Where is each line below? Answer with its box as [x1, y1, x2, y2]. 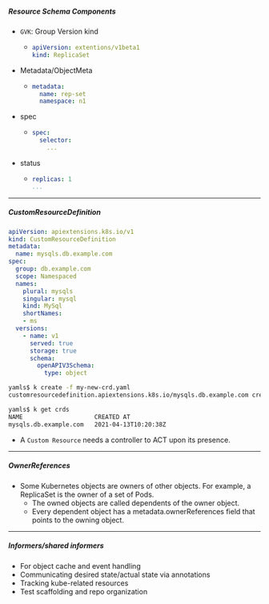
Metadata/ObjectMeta [19, 65, 93, 75]
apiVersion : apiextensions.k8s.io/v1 [8, 228, 134, 236]
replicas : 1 [31, 175, 72, 183]
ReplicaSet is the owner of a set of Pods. [19, 489, 155, 499]
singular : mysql [22, 295, 78, 303]
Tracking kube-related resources [19, 578, 129, 588]
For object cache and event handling [19, 561, 142, 570]
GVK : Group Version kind [19, 26, 98, 36]
